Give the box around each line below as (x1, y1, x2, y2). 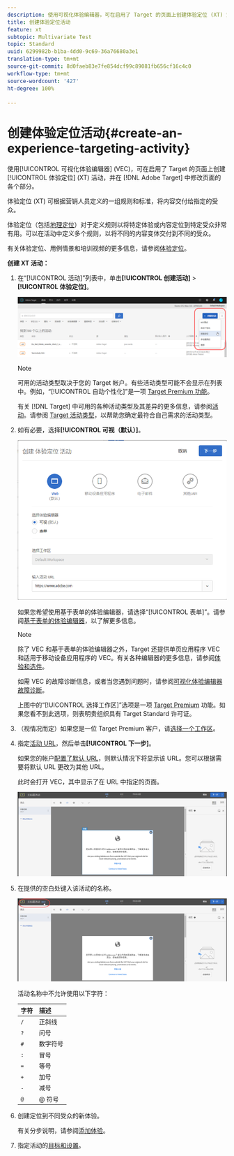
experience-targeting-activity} (7, 140, 190, 156)
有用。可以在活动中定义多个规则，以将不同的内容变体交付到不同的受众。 (7, 229, 214, 237)
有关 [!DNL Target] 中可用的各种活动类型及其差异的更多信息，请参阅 (17, 402, 212, 411)
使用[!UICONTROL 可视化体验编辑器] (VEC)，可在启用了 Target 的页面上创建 (7, 165, 226, 173)
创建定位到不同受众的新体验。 (17, 1111, 103, 1120)
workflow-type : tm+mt (7, 70, 70, 77)
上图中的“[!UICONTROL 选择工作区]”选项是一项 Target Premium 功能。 (17, 701, 220, 709)
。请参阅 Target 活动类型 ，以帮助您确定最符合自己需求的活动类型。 (23, 411, 217, 419)
